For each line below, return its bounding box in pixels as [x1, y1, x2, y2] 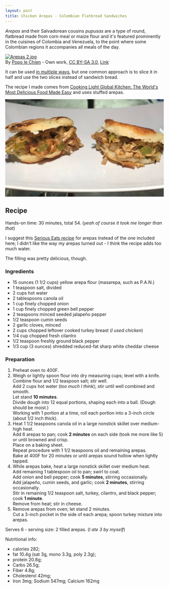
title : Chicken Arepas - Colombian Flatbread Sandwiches [5, 13, 127, 19]
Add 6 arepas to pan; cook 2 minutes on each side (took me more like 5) [12, 431, 163, 437]
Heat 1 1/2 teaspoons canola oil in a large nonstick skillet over [12, 421, 140, 427]
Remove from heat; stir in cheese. [12, 501, 83, 507]
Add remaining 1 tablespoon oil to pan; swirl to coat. [12, 469, 120, 475]
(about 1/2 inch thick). [12, 415, 58, 422]
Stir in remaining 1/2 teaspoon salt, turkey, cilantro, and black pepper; [12, 490, 157, 496]
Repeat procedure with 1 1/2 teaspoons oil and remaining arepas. [12, 447, 147, 453]
